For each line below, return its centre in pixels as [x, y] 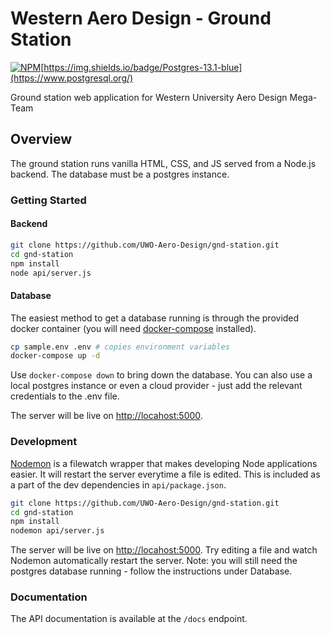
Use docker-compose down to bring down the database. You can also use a [161, 375]
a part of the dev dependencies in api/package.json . [118, 484]
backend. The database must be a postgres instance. [120, 174]
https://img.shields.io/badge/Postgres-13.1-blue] [143, 67]
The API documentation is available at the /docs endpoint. [129, 619]
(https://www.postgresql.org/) [72, 78]
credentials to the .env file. [65, 396]
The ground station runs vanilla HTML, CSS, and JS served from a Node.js [163, 163]
